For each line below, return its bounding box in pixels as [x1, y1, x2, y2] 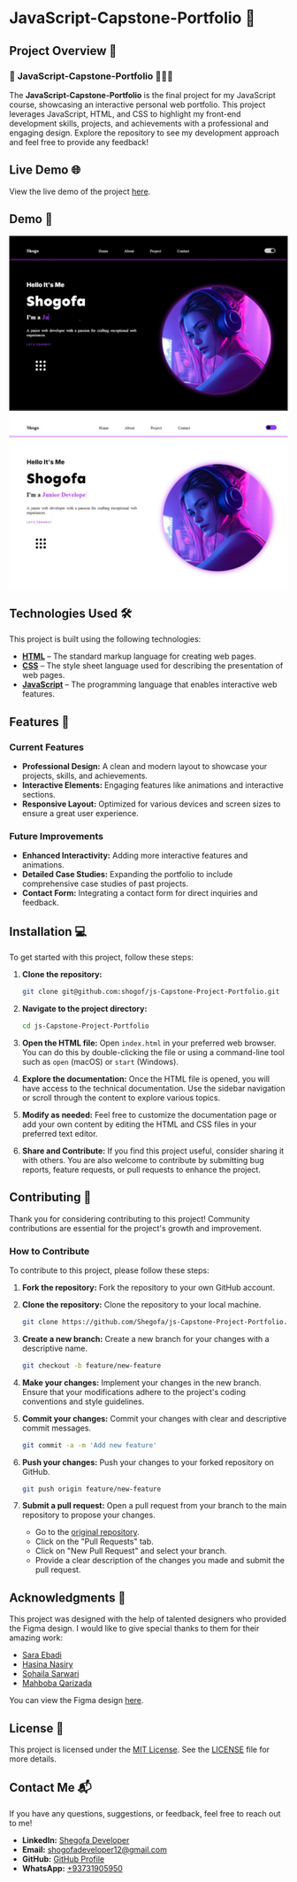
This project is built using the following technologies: [9, 634, 202, 644]
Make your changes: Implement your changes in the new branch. [21, 1377, 263, 1388]
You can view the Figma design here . [9, 1695, 144, 1706]
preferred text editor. [21, 1128, 98, 1138]
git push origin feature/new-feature [21, 1485, 162, 1493]
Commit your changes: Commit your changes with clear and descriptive [21, 1413, 287, 1423]
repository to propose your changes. [21, 1509, 156, 1521]
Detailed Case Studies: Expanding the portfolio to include [21, 869, 233, 880]
